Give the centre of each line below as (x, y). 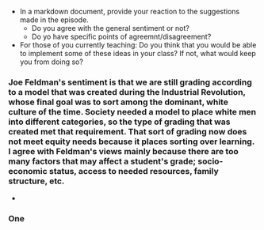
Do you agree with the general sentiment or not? (111, 28)
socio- (210, 161)
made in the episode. (54, 20)
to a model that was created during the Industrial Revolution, (127, 92)
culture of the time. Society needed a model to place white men (132, 111)
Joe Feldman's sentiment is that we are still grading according (130, 82)
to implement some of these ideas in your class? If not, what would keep (138, 53)
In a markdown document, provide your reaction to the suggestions (130, 11)
